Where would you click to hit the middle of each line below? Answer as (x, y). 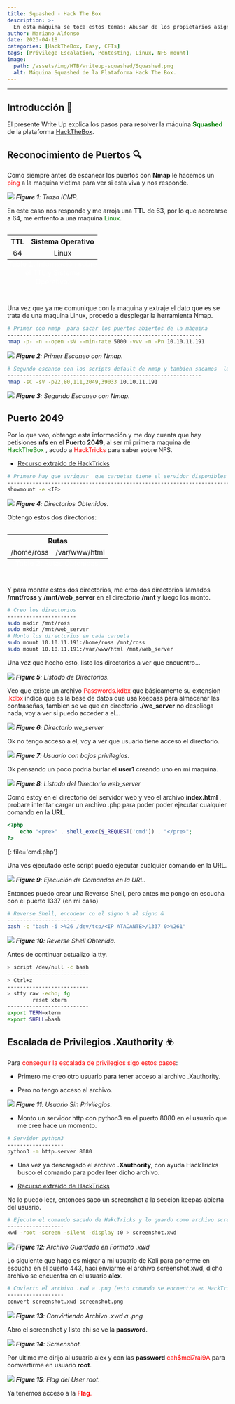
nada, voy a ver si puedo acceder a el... (64, 713)
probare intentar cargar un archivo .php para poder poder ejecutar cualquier (117, 804)
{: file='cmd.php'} (33, 852)
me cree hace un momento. (57, 1125)
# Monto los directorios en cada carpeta (69, 636)
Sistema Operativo (63, 241)
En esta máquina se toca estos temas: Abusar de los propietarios (112, 27)
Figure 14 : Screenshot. (49, 1344)
